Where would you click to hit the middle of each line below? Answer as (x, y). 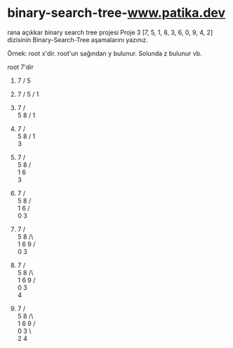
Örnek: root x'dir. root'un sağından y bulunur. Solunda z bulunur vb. (105, 53)
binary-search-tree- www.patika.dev (116, 13)
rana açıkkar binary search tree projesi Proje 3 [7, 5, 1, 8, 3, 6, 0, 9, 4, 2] (110, 32)
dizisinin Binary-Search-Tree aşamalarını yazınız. (78, 39)
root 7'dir (20, 67)
